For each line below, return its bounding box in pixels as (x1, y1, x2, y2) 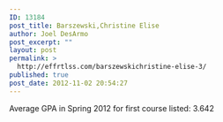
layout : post (9, 46, 57, 55)
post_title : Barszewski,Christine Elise (9, 21, 160, 30)
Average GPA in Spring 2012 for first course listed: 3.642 (9, 103, 214, 113)
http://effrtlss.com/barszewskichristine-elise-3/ (17, 63, 207, 72)
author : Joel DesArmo (9, 29, 89, 38)
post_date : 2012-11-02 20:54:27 (9, 79, 128, 88)
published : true (9, 71, 69, 80)
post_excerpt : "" (9, 37, 73, 47)
